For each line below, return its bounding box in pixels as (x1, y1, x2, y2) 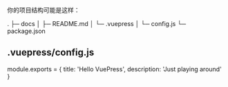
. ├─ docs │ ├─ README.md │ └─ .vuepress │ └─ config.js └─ (7, 20, 187, 27)
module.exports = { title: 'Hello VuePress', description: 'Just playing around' (7, 64, 222, 73)
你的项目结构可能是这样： (7, 6, 80, 14)
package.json (7, 27, 46, 35)
